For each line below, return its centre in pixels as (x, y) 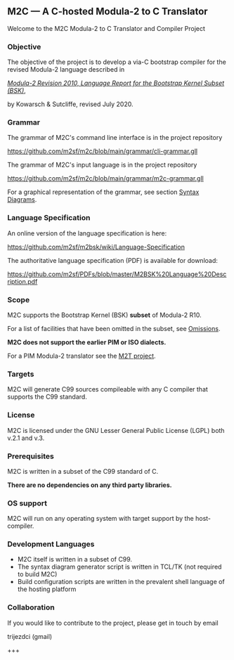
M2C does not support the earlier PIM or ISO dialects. (87, 342)
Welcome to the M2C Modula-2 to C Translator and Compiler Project (106, 28)
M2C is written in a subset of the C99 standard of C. (83, 471)
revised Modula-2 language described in (66, 70)
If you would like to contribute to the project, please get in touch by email (113, 623)
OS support (27, 503)
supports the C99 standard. (47, 397)
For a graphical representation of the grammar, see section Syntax (103, 192)
